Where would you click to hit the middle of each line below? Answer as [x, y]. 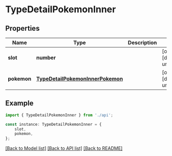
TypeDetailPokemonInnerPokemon [80, 79]
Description [142, 43]
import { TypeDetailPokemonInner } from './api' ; [59, 115]
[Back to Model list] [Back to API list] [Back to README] [64, 148]
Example [19, 103]
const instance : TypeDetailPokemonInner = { [53, 124]
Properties [23, 28]
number [46, 58]
